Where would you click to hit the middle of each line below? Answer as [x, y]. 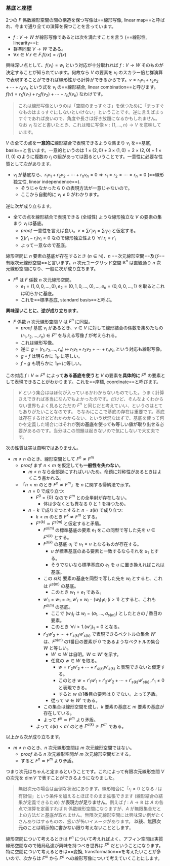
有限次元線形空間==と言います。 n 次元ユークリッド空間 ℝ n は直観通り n [81, 262]
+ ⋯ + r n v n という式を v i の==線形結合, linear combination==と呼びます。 [82, 87]
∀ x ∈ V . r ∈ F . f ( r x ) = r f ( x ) [40, 55]
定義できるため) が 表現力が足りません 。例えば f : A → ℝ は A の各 [95, 802]
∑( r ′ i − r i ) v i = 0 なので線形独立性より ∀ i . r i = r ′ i [68, 238]
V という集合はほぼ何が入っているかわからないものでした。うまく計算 [91, 392]
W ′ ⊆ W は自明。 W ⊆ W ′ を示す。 [86, 654]
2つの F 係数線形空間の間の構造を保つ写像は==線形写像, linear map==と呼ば [85, 20]
